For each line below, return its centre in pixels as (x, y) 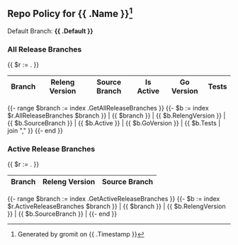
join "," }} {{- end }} (35, 131)
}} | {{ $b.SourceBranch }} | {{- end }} (62, 214)
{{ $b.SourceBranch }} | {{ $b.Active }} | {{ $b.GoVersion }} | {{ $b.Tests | (114, 123)
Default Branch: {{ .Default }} (50, 30)
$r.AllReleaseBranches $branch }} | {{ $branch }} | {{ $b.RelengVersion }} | (117, 115)
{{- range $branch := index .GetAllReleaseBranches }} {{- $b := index (108, 108)
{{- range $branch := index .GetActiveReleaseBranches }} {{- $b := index (114, 199)
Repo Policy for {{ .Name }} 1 (70, 13)
